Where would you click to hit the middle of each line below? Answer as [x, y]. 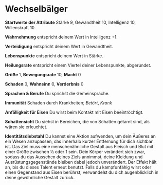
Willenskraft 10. [20, 27]
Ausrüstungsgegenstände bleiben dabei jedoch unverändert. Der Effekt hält [81, 162]
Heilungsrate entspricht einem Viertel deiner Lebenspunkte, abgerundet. [78, 65]
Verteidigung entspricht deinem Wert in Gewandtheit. [59, 46]
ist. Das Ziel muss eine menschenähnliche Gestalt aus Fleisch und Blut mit [79, 146]
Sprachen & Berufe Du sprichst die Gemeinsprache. [57, 93]
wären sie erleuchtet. [26, 127]
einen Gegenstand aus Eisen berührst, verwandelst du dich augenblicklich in [82, 172]
